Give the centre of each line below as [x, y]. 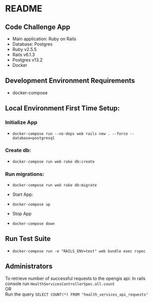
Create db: [18, 150]
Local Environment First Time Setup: [62, 108]
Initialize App [21, 122]
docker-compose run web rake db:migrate [54, 185]
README [24, 9]
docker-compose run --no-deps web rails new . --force [70, 134]
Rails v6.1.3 [24, 55]
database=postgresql [33, 138]
